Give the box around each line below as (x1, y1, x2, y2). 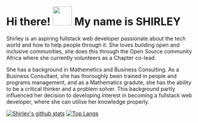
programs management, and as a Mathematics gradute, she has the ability (6, 79, 192, 86)
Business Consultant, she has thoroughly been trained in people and (6, 72, 177, 79)
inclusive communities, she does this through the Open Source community (6, 47, 193, 55)
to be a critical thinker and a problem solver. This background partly (6, 85, 176, 92)
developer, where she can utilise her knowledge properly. (6, 98, 150, 105)
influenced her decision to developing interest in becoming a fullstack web (6, 91, 193, 99)
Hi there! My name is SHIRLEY (6, 15, 181, 28)
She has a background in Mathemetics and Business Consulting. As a (6, 65, 180, 73)
